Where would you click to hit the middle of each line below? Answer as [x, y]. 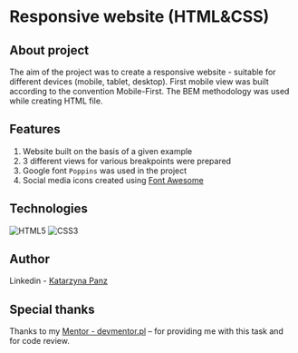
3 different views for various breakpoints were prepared [127, 161]
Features [35, 129]
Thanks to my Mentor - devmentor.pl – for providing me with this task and [146, 331]
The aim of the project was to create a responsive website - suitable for [143, 72]
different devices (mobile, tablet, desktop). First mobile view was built [139, 82]
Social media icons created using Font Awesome [113, 180]
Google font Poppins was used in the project [105, 171]
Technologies [49, 209]
